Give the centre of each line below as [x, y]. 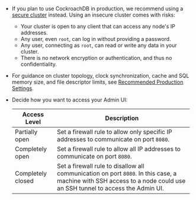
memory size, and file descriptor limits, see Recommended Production [97, 82]
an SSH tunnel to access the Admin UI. [110, 188]
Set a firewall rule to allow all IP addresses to [119, 149]
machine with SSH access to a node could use [121, 181]
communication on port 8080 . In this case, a [117, 173]
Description [122, 118]
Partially [26, 132]
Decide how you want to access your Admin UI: [70, 100]
